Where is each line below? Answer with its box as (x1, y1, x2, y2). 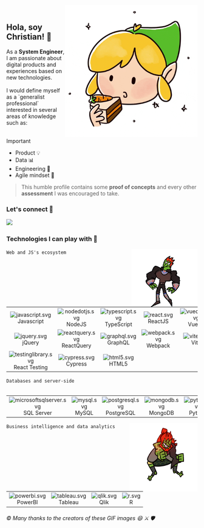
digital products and (6, 61, 56, 68)
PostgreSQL (105, 409, 136, 416)
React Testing (13, 363, 48, 370)
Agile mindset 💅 (15, 172, 55, 179)
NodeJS (66, 321, 87, 328)
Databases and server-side (6, 378, 75, 384)
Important (6, 137, 31, 144)
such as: (6, 119, 28, 126)
